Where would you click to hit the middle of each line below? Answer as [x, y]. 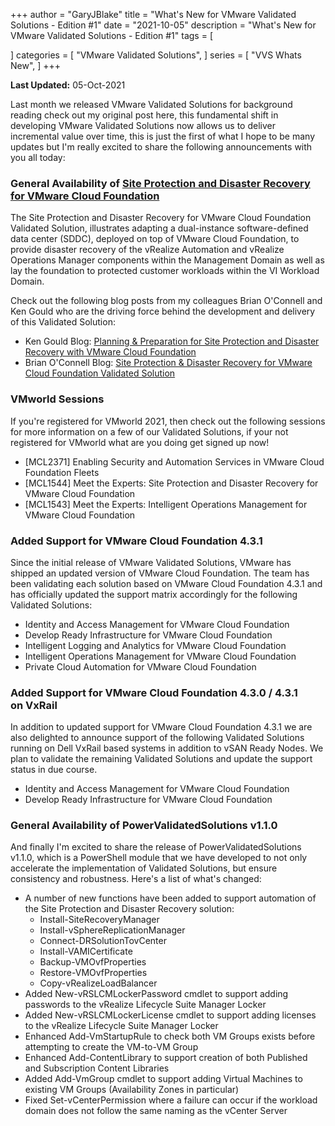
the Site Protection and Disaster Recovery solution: [129, 909]
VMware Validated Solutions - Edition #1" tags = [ [111, 35]
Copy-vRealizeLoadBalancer [98, 983]
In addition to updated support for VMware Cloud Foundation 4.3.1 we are [161, 727]
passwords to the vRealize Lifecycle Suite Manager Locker [145, 1005]
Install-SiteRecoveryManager [99, 920]
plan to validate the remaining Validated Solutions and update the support [161, 759]
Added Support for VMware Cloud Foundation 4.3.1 [136, 541]
